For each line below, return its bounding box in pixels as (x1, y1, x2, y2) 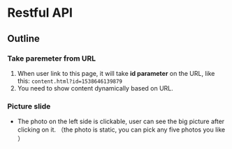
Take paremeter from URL (7, 54, 96, 63)
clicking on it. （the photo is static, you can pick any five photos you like (17, 125, 226, 134)
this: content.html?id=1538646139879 (17, 77, 123, 85)
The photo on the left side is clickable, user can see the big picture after (17, 117, 225, 126)
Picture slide (7, 101, 51, 111)
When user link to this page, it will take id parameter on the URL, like (17, 69, 215, 77)
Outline (7, 33, 40, 45)
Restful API (7, 5, 73, 21)
